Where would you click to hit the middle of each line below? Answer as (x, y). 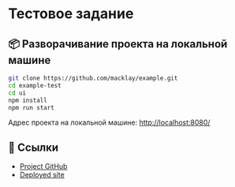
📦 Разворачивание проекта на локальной (118, 44)
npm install (28, 100)
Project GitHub (43, 166)
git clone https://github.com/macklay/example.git (93, 78)
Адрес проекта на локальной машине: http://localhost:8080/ (109, 122)
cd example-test (35, 85)
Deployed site (42, 175)
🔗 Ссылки (34, 147)
